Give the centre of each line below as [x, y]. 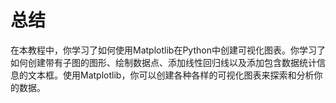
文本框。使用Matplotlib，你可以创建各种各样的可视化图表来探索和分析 [171, 75]
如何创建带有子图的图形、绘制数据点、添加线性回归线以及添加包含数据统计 [163, 62]
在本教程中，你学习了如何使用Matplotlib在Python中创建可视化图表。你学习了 [168, 50]
